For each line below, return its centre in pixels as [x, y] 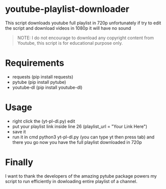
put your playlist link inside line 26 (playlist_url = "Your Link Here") [80, 126]
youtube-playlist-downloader [67, 9]
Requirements [35, 63]
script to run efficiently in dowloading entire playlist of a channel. [71, 181]
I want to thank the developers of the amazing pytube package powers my [81, 176]
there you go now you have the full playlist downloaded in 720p [77, 142]
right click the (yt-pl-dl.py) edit [44, 121]
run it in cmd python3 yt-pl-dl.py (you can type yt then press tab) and [83, 137]
